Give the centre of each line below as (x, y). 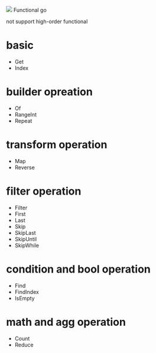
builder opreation (49, 92)
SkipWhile (27, 245)
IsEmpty (25, 298)
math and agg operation (66, 322)
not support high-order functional (47, 21)
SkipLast (25, 232)
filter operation (44, 191)
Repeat (23, 121)
